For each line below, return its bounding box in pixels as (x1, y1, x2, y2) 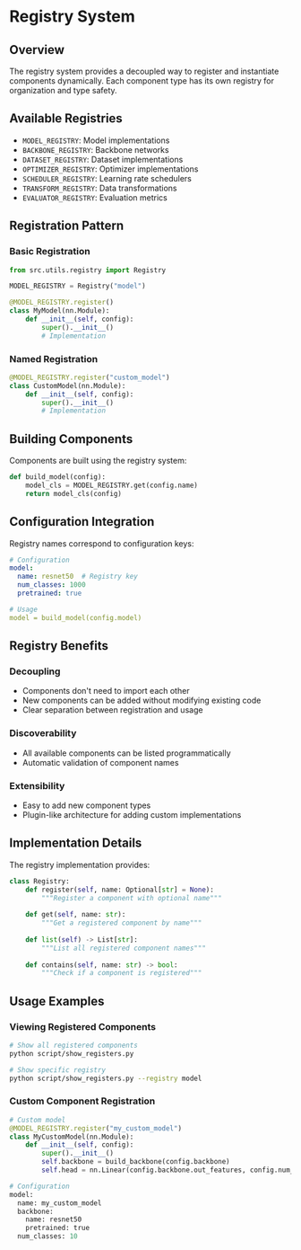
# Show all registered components (9, 1041, 139, 1050)
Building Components (9, 431, 133, 447)
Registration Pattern (9, 218, 124, 234)
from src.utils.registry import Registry (9, 265, 167, 275)
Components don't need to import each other (21, 686, 190, 696)
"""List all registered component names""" (41, 944, 206, 953)
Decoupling (9, 665, 61, 678)
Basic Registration (9, 245, 91, 258)
